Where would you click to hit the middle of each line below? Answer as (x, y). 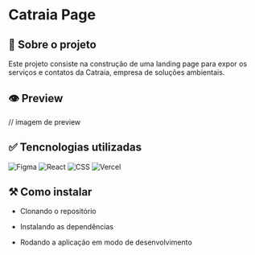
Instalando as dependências (67, 227)
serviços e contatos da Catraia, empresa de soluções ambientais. (117, 72)
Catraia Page (52, 15)
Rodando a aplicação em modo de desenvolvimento (106, 242)
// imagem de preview (45, 121)
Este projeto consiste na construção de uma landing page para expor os (128, 64)
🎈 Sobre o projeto (52, 45)
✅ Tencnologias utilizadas (75, 148)
